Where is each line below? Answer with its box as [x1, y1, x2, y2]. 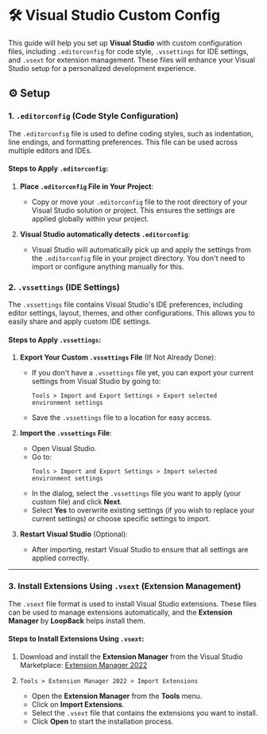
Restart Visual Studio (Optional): [19, 529, 129, 539]
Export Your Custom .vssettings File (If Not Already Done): [19, 352, 217, 363]
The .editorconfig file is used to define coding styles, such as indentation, [8, 128, 254, 138]
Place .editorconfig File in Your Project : [19, 181, 153, 191]
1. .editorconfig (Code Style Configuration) [8, 111, 179, 122]
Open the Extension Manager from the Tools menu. [31, 691, 203, 701]
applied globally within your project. [31, 214, 149, 223]
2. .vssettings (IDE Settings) [8, 281, 121, 292]
